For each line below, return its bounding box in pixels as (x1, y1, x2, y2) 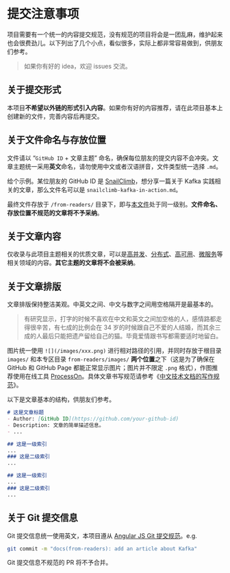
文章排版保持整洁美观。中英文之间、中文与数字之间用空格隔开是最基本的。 (7, 300, 217, 309)
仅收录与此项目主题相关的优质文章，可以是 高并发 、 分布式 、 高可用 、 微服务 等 (7, 250, 223, 258)
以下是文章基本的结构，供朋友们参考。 (7, 395, 115, 404)
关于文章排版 (7, 281, 62, 292)
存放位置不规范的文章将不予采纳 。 (7, 209, 103, 217)
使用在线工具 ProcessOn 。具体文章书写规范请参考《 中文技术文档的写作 (12, 372, 214, 381)
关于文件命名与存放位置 (7, 135, 106, 146)
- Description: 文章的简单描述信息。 (7, 421, 105, 429)
